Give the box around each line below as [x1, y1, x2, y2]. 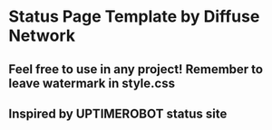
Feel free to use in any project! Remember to [8, 61, 264, 77]
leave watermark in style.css [8, 75, 176, 91]
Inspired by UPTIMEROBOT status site [8, 106, 228, 121]
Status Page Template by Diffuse [8, 6, 260, 27]
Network [8, 25, 76, 46]
